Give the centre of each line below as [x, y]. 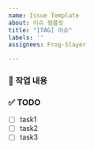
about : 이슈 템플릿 [36, 23]
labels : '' [26, 37]
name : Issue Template [44, 15]
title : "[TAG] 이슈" [40, 30]
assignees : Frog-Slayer [47, 45]
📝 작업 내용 [28, 81]
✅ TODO [24, 102]
